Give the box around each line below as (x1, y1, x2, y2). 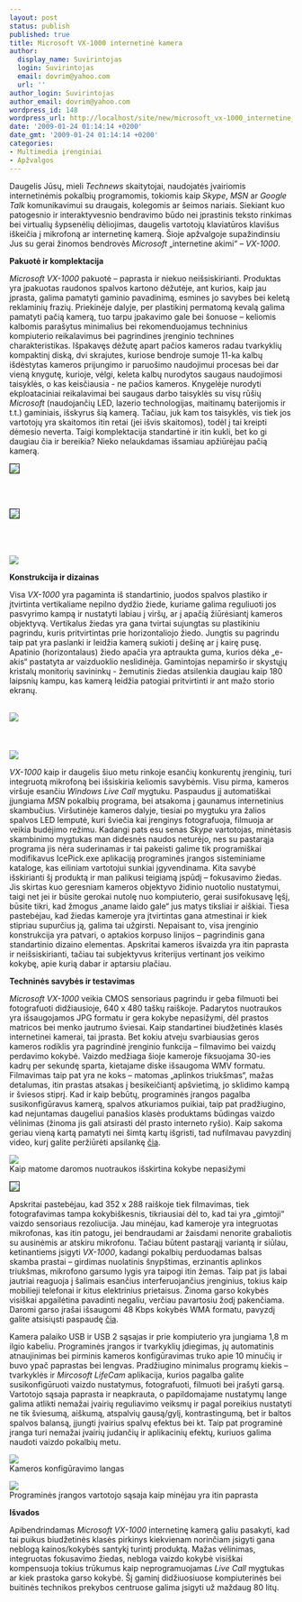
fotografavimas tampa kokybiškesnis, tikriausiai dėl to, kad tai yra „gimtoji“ (9, 1208, 285, 1219)
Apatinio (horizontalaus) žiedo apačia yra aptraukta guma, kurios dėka (9, 646, 270, 657)
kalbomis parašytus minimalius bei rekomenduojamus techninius (9, 321, 249, 332)
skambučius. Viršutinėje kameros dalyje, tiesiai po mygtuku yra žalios (9, 804, 267, 816)
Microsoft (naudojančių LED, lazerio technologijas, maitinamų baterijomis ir (9, 398, 286, 408)
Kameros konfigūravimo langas (9, 1462, 125, 1474)
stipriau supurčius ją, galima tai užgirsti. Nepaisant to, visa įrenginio (9, 920, 259, 930)
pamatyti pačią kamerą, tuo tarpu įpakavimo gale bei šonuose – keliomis (9, 311, 277, 322)
